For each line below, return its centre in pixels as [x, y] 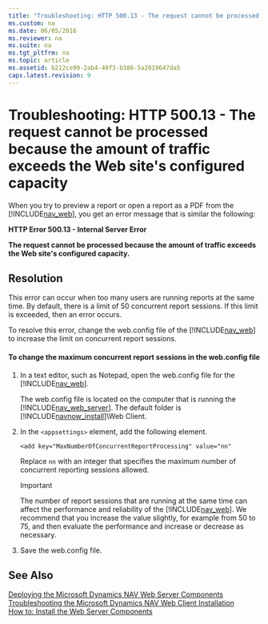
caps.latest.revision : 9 [50, 75]
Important [36, 485]
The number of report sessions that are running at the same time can [134, 501]
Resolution [36, 278]
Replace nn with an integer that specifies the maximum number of [128, 461]
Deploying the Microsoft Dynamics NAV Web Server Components [116, 594]
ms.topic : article [39, 61]
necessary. [38, 534]
